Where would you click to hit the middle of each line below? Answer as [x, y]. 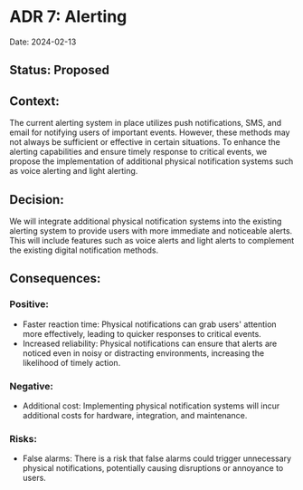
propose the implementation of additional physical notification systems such [151, 161]
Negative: [32, 386]
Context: [35, 101]
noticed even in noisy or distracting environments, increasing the [143, 353]
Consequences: [55, 279]
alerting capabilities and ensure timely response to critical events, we [138, 152]
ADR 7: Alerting [68, 17]
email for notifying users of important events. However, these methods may [150, 132]
